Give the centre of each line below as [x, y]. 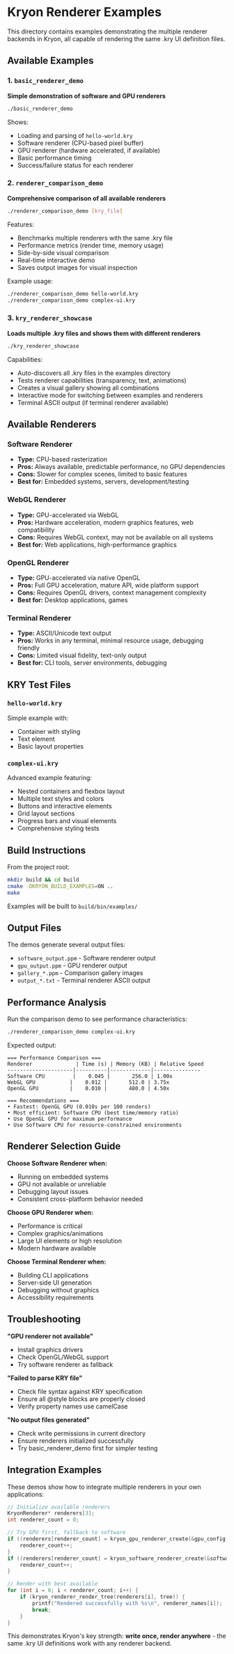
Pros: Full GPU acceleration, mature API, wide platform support [108, 585]
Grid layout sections [46, 813]
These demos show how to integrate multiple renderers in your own [104, 1487]
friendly [29, 648]
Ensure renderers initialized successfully [75, 1441]
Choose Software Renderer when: [57, 1163]
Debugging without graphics [58, 1289]
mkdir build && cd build [43, 880]
